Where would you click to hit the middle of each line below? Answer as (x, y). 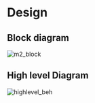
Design (27, 13)
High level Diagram (48, 75)
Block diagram (38, 38)
